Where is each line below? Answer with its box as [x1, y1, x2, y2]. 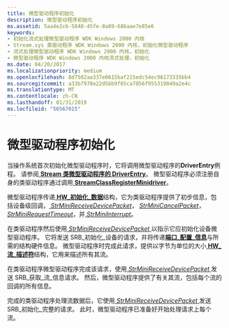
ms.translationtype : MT [7, 86, 75, 93]
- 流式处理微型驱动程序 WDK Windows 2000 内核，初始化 [7, 49, 150, 55]
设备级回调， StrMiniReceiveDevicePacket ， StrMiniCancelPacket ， [12, 201, 205, 210]
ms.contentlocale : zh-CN [7, 93, 78, 100]
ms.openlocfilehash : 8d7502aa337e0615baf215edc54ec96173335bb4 [7, 73, 191, 81]
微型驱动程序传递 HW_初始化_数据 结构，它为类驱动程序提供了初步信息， [7, 192, 211, 201]
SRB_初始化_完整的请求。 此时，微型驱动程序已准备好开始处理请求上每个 [7, 305, 212, 313]
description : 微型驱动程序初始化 [7, 16, 94, 23]
